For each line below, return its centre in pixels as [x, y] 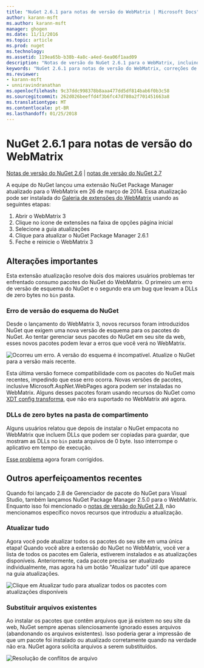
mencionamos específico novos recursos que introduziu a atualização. [95, 512]
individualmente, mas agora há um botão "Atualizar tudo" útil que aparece [99, 567]
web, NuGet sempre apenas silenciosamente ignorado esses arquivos [93, 627]
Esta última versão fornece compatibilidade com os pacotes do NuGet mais [100, 373]
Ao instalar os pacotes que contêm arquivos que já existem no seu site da [98, 621]
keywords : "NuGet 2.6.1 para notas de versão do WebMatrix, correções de [102, 68]
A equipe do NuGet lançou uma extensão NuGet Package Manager [90, 185]
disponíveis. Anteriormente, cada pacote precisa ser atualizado [85, 561]
